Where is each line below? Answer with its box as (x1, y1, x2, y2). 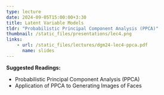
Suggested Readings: (6, 64, 61, 71)
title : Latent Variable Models (6, 20, 84, 26)
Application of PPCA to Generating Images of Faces (14, 82, 142, 89)
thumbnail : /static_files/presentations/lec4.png (6, 31, 132, 37)
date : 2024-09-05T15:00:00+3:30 (6, 14, 86, 20)
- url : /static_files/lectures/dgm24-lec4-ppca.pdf (17, 42, 148, 48)
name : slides (21, 48, 55, 54)
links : (6, 36, 23, 42)
